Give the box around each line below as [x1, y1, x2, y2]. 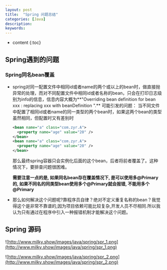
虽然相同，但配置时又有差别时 [12, 115, 74, 121]
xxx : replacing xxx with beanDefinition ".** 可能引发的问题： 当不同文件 [12, 102, 160, 108]
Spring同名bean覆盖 [5, 71, 55, 78]
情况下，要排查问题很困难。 [12, 164, 70, 170]
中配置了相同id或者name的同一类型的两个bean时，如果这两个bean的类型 [12, 108, 162, 115]
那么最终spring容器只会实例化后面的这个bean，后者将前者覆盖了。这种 [12, 158, 159, 164]
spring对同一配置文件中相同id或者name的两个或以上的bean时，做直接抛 [12, 83, 161, 90]
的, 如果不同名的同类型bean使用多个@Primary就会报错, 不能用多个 [12, 181, 150, 187]
